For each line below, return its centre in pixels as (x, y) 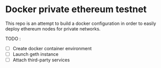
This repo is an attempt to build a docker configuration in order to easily (81, 23)
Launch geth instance (36, 54)
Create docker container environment (52, 48)
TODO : (13, 39)
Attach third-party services (41, 60)
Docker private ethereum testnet (76, 9)
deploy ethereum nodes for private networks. (53, 28)
